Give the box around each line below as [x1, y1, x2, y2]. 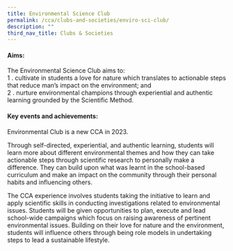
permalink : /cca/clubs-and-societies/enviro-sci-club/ [7, 17, 170, 24]
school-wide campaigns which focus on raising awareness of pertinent [7, 213, 211, 222]
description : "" [7, 23, 54, 30]
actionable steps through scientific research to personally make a [7, 156, 195, 164]
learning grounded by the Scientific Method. [7, 96, 134, 104]
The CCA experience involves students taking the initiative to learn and [7, 191, 211, 200]
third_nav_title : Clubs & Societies [7, 29, 113, 37]
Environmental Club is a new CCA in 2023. [7, 127, 129, 136]
